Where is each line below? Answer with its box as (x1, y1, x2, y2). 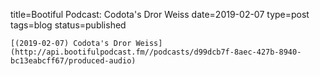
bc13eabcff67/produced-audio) (10, 56, 137, 66)
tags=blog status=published (10, 19, 127, 31)
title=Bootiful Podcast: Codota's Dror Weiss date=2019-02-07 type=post (10, 9, 310, 20)
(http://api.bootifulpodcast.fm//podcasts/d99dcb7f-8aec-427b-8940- (10, 47, 302, 57)
